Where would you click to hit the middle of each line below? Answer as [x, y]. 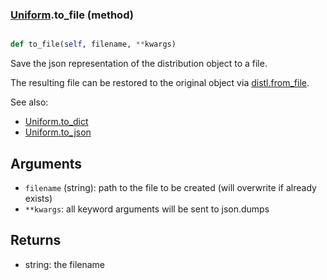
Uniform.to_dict [56, 122]
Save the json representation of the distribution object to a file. [139, 64]
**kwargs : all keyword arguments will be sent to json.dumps [147, 209]
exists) [38, 198]
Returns [36, 240]
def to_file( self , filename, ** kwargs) [93, 44]
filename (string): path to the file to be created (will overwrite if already [170, 187]
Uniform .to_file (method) [72, 15]
